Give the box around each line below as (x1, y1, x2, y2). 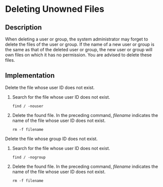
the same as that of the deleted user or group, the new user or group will (5, 47, 153, 52)
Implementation (5, 72, 55, 80)
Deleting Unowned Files (5, 3, 104, 15)
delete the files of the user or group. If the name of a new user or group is (5, 41, 155, 47)
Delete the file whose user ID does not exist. (5, 84, 95, 90)
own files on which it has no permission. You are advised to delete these (5, 52, 152, 58)
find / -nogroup (12, 154, 46, 160)
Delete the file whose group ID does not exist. (5, 136, 98, 142)
